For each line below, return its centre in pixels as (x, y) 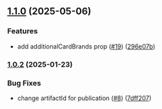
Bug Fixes (24, 83)
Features (23, 31)
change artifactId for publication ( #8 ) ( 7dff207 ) (84, 98)
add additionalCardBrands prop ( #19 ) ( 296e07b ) (86, 46)
